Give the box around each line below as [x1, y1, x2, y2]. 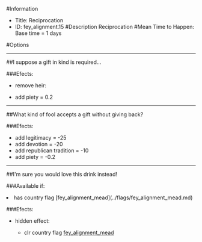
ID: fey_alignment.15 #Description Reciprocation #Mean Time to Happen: [14, 23, 194, 30]
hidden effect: [14, 217, 50, 225]
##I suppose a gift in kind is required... [6, 58, 102, 66]
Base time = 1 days [14, 29, 62, 37]
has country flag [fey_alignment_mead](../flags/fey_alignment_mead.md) [14, 194, 193, 201]
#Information [6, 5, 38, 12]
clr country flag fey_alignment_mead [23, 229, 114, 236]
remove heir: [14, 82, 47, 89]
